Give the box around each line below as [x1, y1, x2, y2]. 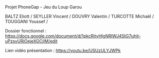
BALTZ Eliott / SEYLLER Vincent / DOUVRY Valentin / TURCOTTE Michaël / [5, 14, 154, 19]
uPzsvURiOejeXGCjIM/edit [5, 38, 58, 44]
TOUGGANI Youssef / [5, 19, 48, 24]
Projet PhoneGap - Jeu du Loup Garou [5, 4, 82, 10]
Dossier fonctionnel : [5, 28, 47, 33]
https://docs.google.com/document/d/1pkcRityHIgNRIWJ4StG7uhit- [5, 33, 141, 39]
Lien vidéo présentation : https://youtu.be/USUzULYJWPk [5, 48, 121, 53]
